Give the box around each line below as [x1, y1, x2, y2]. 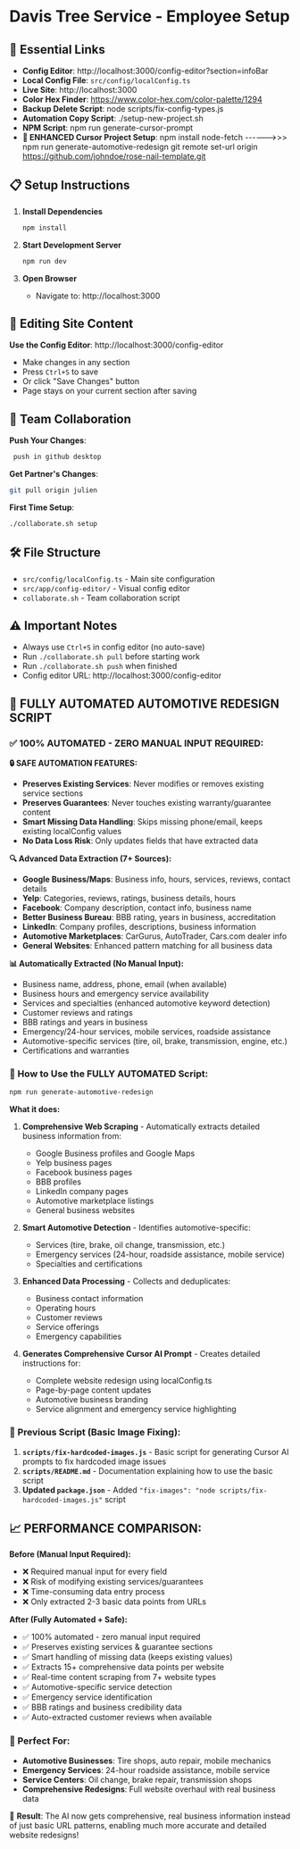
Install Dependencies [21, 205, 103, 216]
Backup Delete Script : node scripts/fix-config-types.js [21, 104, 224, 113]
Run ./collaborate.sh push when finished [21, 661, 178, 672]
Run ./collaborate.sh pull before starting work [21, 651, 201, 662]
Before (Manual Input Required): [9, 1549, 131, 1560]
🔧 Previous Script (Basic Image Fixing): [9, 1426, 181, 1439]
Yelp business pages [35, 1158, 112, 1168]
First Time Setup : [9, 502, 74, 513]
